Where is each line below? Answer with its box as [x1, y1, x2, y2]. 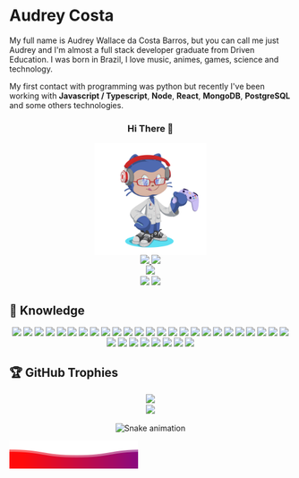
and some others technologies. [9, 99, 124, 110]
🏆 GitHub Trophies [9, 365, 119, 380]
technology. [9, 64, 54, 74]
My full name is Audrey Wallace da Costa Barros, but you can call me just [9, 35, 279, 46]
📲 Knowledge [9, 303, 85, 318]
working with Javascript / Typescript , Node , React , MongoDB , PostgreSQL [9, 90, 291, 101]
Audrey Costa [9, 5, 115, 26]
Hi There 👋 [127, 122, 174, 134]
